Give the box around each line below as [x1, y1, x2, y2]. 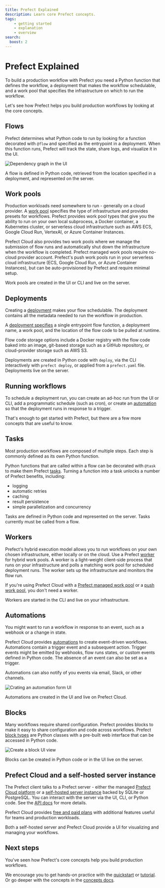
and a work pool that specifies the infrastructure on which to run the [5, 88, 144, 93]
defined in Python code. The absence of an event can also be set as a [5, 655, 147, 661]
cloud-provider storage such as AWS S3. [5, 347, 88, 354]
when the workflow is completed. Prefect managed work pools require [5, 249, 148, 255]
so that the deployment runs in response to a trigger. [5, 405, 112, 411]
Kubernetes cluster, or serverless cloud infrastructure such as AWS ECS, [5, 224, 153, 230]
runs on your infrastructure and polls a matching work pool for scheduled [5, 562, 154, 568]
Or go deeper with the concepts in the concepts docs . [5, 877, 115, 883]
